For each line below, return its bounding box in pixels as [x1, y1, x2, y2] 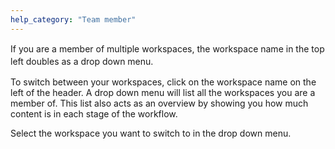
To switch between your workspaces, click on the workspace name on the [10, 76, 317, 88]
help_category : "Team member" [10, 14, 137, 25]
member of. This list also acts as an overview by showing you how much [10, 97, 309, 109]
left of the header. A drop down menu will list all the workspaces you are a [10, 86, 316, 98]
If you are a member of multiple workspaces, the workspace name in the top [10, 42, 325, 55]
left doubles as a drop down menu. [10, 55, 154, 67]
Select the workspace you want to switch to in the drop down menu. [10, 127, 292, 139]
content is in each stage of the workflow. [10, 107, 178, 120]
